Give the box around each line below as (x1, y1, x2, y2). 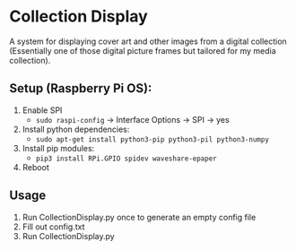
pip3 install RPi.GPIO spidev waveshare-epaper (35, 154, 217, 163)
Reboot (22, 161, 49, 172)
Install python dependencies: (22, 124, 130, 134)
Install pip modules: (22, 142, 95, 153)
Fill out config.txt (22, 221, 85, 232)
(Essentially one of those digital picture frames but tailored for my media (9, 45, 276, 56)
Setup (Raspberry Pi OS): (9, 81, 152, 96)
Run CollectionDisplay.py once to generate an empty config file (22, 211, 257, 222)
